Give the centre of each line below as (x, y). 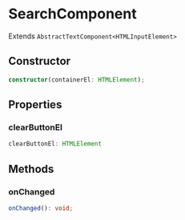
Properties (35, 105)
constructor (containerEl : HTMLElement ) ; (77, 80)
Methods (31, 169)
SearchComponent (73, 14)
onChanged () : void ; (41, 208)
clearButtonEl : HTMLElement (55, 144)
